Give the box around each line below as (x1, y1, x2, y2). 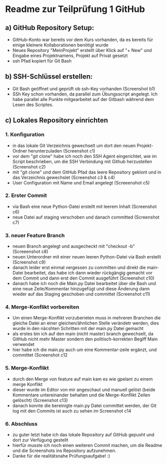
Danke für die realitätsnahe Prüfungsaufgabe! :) (12, 452, 111, 458)
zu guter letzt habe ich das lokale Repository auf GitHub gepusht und (12, 431, 155, 437)
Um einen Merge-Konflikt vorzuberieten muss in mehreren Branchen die (12, 315, 161, 321)
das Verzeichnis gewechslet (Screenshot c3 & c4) (12, 174, 115, 180)
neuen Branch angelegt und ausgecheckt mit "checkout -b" (12, 243, 135, 249)
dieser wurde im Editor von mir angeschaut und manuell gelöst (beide (12, 386, 156, 392)
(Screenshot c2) (12, 163, 46, 169)
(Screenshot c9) (12, 259, 46, 265)
